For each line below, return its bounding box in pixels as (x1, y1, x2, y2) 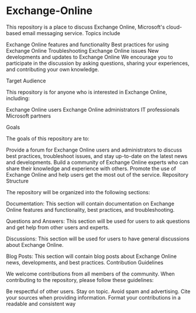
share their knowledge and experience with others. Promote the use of (6, 165, 177, 172)
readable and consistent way (6, 300, 76, 307)
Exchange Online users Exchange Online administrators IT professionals (6, 106, 180, 113)
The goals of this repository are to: (6, 135, 90, 142)
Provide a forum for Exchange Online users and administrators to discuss (6, 146, 183, 153)
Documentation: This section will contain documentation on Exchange (6, 200, 174, 207)
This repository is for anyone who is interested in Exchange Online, (6, 88, 167, 95)
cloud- (166, 23, 183, 30)
